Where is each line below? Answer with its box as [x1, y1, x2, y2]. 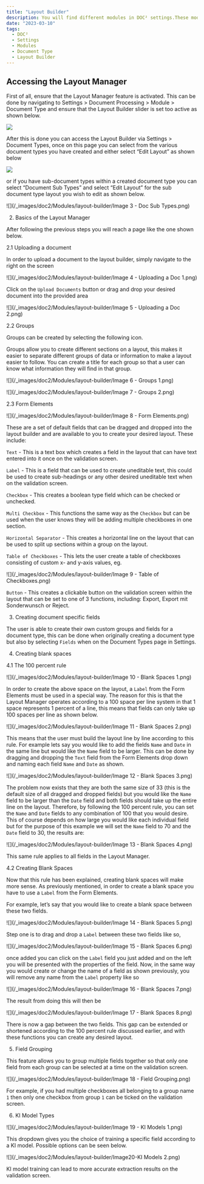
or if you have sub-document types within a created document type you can [6, 177, 197, 185]
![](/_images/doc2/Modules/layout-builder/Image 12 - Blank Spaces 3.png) [6, 772, 193, 780]
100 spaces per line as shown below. [6, 711, 98, 718]
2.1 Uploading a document [6, 244, 72, 251]
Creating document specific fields [15, 614, 100, 621]
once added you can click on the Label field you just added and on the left [6, 954, 192, 962]
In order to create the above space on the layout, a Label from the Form [6, 686, 185, 693]
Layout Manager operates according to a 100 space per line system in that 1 [6, 698, 196, 706]
